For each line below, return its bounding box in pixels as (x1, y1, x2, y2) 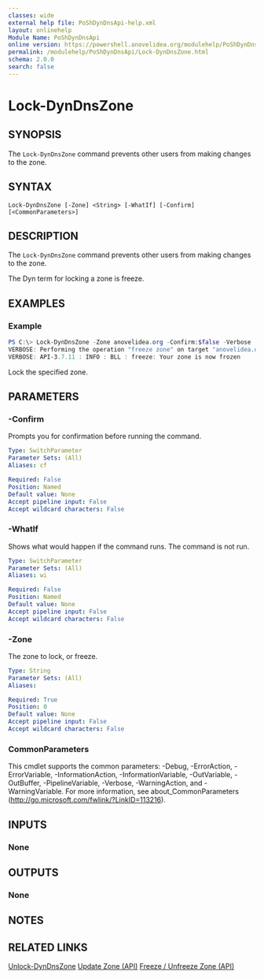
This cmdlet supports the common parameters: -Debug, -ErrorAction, (8, 761, 233, 771)
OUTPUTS (8, 865, 59, 879)
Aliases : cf (8, 462, 47, 470)
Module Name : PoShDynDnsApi (8, 33, 101, 42)
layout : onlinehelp (8, 26, 72, 34)
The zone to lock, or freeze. (8, 651, 98, 661)
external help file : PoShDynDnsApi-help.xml (8, 19, 156, 27)
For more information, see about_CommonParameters (65, 787, 240, 796)
